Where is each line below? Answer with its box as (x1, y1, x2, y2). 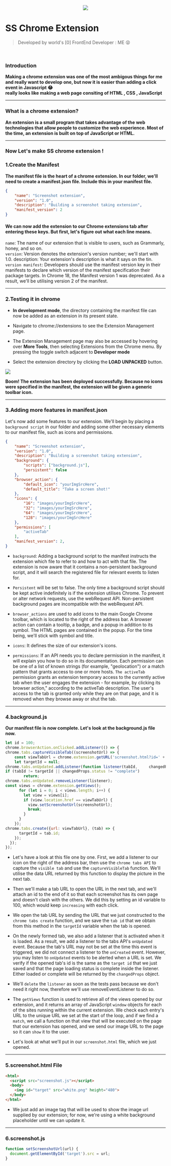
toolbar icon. (5, 389, 33, 395)
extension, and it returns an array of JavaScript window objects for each (12, 1002, 162, 1008)
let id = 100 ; (5, 740, 36, 745)
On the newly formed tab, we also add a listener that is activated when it (12, 933, 164, 939)
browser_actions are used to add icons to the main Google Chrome (12, 610, 153, 617)
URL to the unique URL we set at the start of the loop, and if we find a (12, 1013, 159, 1019)
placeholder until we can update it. (12, 1117, 85, 1123)
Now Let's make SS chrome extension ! (5, 147, 104, 155)
